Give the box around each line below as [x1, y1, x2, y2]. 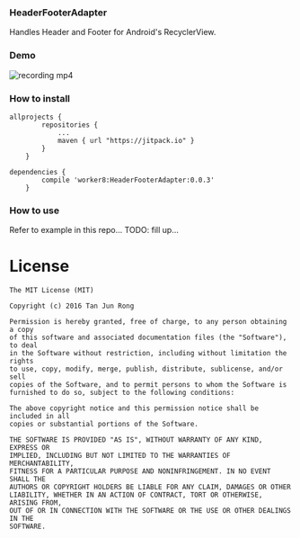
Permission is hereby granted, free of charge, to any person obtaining [9, 318, 287, 327]
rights [9, 357, 34, 366]
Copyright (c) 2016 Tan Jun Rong [9, 301, 135, 311]
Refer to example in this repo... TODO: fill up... [9, 225, 180, 236]
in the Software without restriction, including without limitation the [9, 349, 287, 358]
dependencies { [9, 167, 66, 176]
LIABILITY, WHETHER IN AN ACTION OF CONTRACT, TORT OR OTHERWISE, [9, 490, 263, 500]
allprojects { [9, 112, 63, 121]
